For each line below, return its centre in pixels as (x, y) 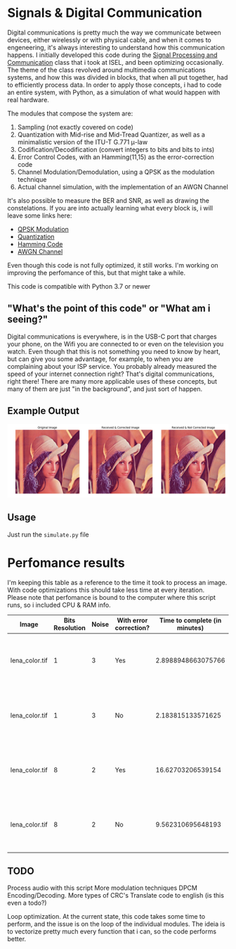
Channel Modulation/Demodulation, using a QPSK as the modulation (116, 172)
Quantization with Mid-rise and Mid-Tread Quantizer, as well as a (111, 134)
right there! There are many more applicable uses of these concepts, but (112, 381)
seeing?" (28, 319)
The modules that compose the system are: (70, 113)
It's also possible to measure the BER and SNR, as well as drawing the (108, 200)
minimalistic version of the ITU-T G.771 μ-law (83, 142)
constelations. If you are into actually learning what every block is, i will (110, 208)
